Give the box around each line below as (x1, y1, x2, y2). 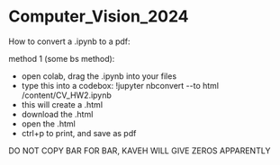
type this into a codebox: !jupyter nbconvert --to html (21, 80, 220, 91)
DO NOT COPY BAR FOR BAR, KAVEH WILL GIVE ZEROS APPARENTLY (8, 145, 271, 156)
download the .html (21, 109, 94, 119)
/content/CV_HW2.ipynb (21, 90, 112, 100)
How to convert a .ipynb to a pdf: (8, 36, 131, 47)
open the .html (21, 118, 76, 129)
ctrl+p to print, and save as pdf (21, 127, 137, 138)
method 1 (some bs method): (8, 53, 115, 64)
